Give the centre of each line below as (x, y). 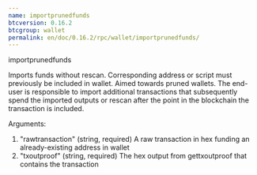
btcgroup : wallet (37, 30)
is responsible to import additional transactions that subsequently (131, 92)
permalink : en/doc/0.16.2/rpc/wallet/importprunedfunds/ (104, 37)
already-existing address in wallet (75, 147)
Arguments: (27, 124)
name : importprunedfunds (49, 15)
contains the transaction (59, 164)
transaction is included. (46, 109)
